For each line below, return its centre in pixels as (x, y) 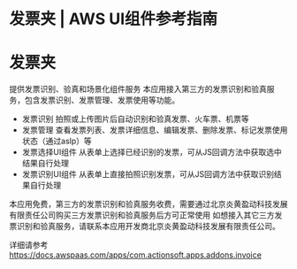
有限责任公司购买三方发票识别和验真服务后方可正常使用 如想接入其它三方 (142, 215)
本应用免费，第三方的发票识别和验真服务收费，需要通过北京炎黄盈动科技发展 (148, 204)
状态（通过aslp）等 (57, 141)
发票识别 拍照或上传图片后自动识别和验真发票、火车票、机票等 (135, 119)
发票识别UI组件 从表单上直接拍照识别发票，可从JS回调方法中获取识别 (148, 174)
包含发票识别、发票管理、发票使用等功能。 (102, 100)
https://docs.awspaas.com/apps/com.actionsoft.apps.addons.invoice (136, 255)
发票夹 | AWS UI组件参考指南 (114, 19)
